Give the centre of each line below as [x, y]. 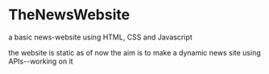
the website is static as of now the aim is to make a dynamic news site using [134, 52]
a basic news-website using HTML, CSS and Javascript [101, 37]
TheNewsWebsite [69, 15]
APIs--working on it [41, 61]
